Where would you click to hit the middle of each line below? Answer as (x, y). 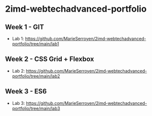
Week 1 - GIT (25, 27)
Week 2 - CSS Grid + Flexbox (49, 59)
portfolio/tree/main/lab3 (36, 108)
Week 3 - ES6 (26, 91)
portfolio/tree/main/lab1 (36, 44)
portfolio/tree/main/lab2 (36, 76)
